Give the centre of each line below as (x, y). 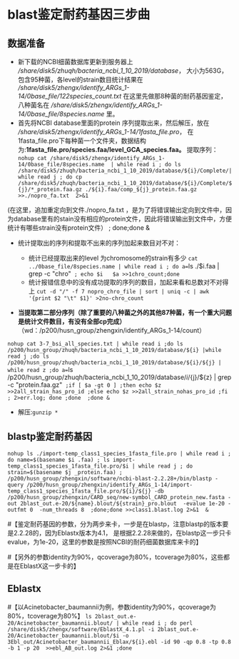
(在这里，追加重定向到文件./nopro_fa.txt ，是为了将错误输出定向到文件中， (117, 210)
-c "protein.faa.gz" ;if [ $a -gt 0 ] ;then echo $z (85, 385)
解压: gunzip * (38, 412)
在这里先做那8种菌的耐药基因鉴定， (175, 96)
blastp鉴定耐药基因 (50, 437)
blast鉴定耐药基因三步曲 (79, 15)
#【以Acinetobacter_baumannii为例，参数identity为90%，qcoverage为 (112, 607)
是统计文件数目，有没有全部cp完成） (72, 321)
